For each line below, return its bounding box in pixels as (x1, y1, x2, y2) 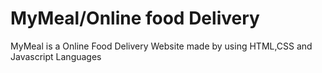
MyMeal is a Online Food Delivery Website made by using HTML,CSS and (10, 40, 313, 52)
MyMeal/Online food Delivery (10, 7, 260, 30)
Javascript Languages (10, 50, 102, 62)
